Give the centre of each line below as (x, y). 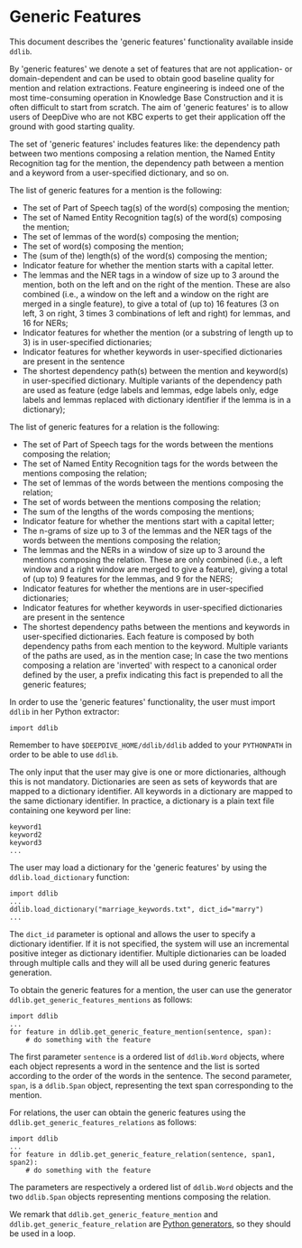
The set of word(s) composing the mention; (103, 246)
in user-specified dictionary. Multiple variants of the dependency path (152, 380)
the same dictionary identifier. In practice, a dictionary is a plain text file (142, 801)
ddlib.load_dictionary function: (69, 877)
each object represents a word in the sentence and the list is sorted (134, 1066)
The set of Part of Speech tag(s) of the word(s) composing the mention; (156, 207)
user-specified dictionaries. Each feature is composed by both (138, 636)
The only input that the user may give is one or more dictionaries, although (148, 772)
